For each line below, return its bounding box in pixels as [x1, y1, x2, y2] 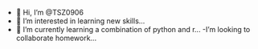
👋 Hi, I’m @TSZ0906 [15, 8, 84, 17]
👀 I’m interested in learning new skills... [15, 16, 145, 26]
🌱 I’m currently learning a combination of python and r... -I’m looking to [15, 25, 251, 34]
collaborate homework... [15, 33, 97, 43]
